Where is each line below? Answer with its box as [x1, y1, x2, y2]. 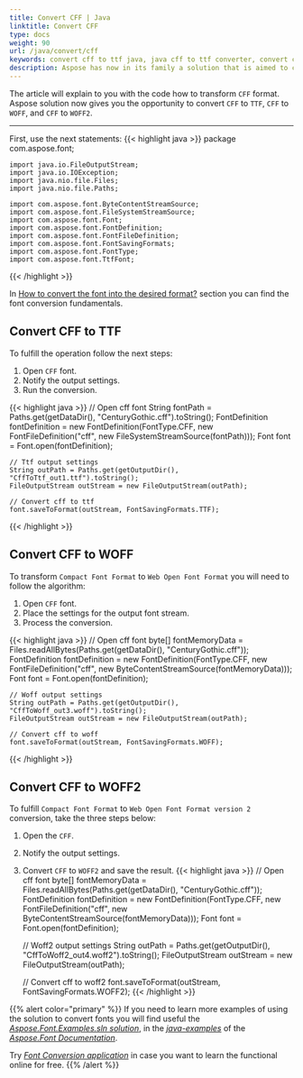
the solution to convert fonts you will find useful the [9, 1013, 200, 1024]
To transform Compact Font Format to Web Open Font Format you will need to [9, 571, 290, 581]
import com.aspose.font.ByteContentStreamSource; [9, 199, 200, 208]
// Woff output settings [9, 690, 103, 699]
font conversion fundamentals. [9, 297, 124, 308]
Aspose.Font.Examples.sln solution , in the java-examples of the [9, 1023, 246, 1034]
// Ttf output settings [9, 457, 99, 467]
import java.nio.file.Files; [9, 176, 119, 185]
